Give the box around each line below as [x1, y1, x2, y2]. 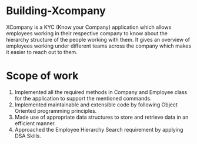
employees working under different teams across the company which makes [6, 42, 192, 49]
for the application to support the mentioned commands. [14, 95, 152, 102]
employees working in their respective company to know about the [6, 29, 168, 36]
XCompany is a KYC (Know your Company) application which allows [6, 24, 172, 31]
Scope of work [6, 69, 79, 83]
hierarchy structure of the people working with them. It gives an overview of [6, 36, 191, 43]
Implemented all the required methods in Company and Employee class [14, 88, 188, 95]
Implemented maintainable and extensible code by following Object [14, 101, 178, 108]
